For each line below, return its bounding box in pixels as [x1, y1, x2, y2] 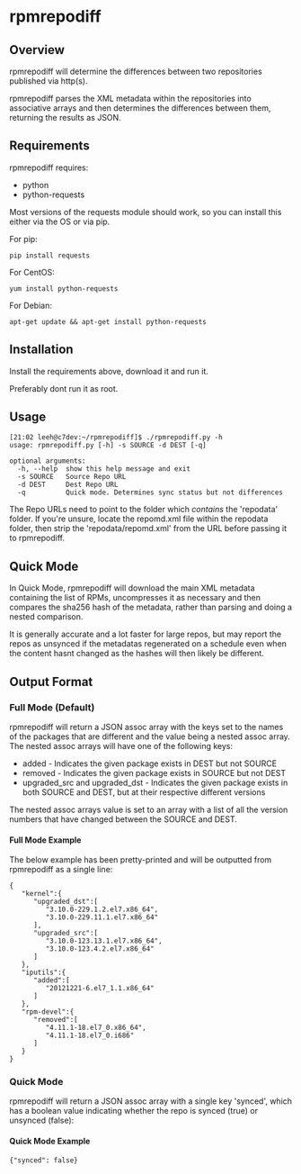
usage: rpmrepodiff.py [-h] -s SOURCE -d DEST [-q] [9, 441, 207, 450]
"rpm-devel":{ [21, 1007, 75, 1016]
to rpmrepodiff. [9, 533, 66, 544]
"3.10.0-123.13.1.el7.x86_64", [45, 936, 164, 946]
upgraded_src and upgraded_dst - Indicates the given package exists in [22, 777, 288, 788]
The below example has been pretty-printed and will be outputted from [9, 854, 272, 865]
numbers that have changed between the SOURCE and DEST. [9, 813, 238, 825]
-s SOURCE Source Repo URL [17, 473, 127, 482]
